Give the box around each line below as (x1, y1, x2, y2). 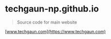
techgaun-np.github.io (5, 3, 99, 14)
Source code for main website (16, 19, 78, 25)
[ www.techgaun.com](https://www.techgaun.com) (5, 28, 106, 34)
